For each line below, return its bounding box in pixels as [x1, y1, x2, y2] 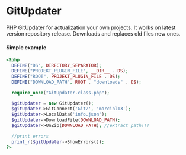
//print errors [11, 133, 49, 139]
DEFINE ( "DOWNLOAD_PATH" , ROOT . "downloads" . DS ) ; [11, 79, 142, 85]
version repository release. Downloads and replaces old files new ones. [6, 30, 181, 37]
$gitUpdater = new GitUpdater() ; [11, 100, 94, 106]
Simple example [6, 43, 47, 51]
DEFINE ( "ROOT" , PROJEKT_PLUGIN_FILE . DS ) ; [11, 73, 120, 80]
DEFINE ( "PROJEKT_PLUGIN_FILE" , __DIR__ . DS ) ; [11, 68, 129, 74]
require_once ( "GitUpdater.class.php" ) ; [11, 90, 110, 96]
